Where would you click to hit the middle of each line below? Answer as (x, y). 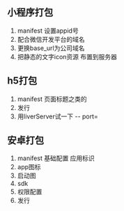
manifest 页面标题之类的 (52, 99)
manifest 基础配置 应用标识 (56, 158)
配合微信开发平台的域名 (51, 39)
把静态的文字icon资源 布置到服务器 (67, 56)
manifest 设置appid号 (48, 31)
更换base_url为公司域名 (51, 48)
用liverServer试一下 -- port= (58, 116)
